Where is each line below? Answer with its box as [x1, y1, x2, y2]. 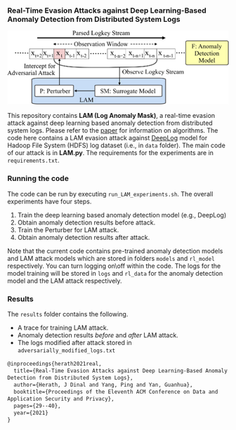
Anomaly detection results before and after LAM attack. [17, 330, 179, 339]
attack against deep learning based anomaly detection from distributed [7, 119, 213, 128]
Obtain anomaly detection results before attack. [17, 218, 156, 227]
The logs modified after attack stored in [17, 338, 132, 347]
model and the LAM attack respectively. [7, 276, 122, 285]
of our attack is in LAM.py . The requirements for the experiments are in [7, 149, 214, 157]
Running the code [7, 174, 69, 184]
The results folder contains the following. [7, 309, 129, 318]
